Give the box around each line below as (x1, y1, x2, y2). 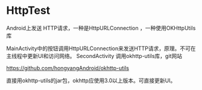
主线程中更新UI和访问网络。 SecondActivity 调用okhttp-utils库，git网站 (6, 52, 183, 59)
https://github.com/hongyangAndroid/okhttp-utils (6, 64, 130, 71)
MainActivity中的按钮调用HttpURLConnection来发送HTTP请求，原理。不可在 (6, 45, 196, 52)
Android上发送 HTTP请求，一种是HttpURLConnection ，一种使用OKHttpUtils (6, 24, 196, 31)
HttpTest (6, 4, 51, 18)
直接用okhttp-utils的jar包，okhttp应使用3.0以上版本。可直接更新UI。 (6, 77, 176, 84)
